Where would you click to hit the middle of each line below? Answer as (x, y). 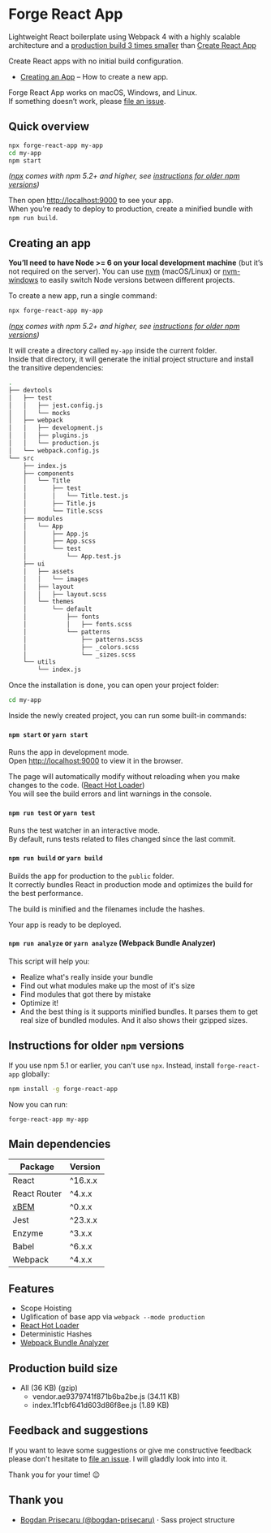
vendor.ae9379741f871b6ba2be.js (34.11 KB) (106, 1397)
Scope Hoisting (46, 1308)
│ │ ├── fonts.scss (77, 625)
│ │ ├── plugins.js (49, 435)
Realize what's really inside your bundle (86, 977)
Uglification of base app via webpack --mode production (112, 1317)
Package (37, 1167)
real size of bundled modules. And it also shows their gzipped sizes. (134, 1020)
